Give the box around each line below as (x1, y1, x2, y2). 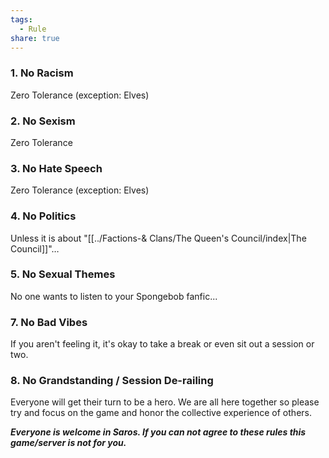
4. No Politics (10, 209, 77, 223)
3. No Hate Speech (10, 161, 103, 175)
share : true (10, 33, 60, 43)
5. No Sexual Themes (10, 267, 116, 281)
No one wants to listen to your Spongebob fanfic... (10, 290, 218, 302)
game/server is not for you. (10, 437, 127, 449)
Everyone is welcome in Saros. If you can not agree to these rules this (10, 426, 307, 438)
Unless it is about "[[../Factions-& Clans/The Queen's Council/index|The (10, 232, 307, 244)
